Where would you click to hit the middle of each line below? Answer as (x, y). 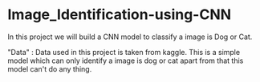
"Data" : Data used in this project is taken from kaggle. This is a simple (124, 52)
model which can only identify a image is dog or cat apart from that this (126, 61)
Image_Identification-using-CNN (120, 15)
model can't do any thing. (50, 68)
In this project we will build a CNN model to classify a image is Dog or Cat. (130, 37)
